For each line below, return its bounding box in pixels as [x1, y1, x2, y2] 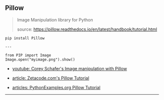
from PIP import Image [5, 53, 51, 58]
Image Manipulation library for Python [17, 17, 93, 22]
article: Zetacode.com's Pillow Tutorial [12, 75, 89, 81]
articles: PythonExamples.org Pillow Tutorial [12, 84, 101, 90]
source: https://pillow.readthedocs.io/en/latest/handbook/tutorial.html [17, 26, 157, 32]
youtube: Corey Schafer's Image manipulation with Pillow [12, 65, 127, 71]
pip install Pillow [5, 36, 45, 40]
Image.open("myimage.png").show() [5, 57, 76, 62]
